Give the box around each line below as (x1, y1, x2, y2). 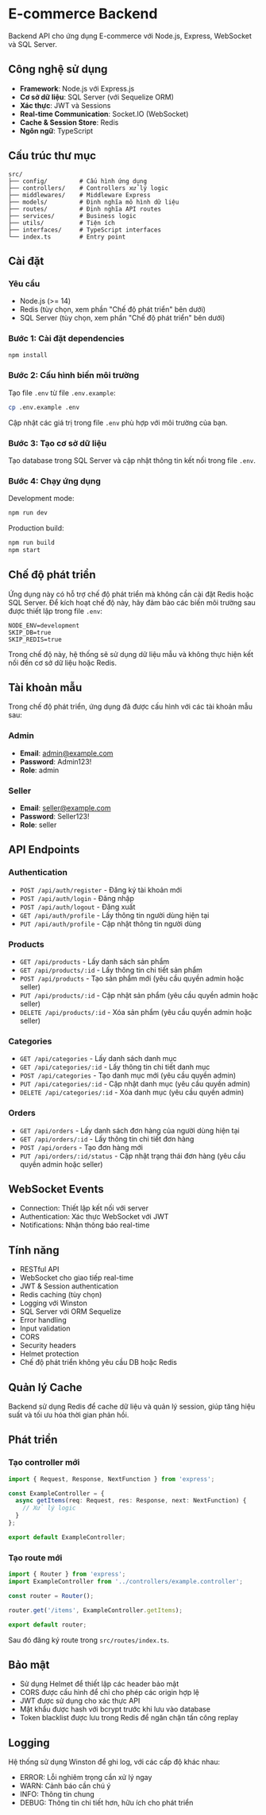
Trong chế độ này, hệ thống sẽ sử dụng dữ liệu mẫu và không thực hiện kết (8, 649, 254, 659)
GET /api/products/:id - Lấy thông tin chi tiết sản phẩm (19, 966, 202, 975)
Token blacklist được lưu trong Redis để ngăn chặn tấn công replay (19, 1713, 239, 1723)
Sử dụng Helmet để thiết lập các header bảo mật (19, 1679, 179, 1689)
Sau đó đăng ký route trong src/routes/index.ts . (8, 1635, 169, 1645)
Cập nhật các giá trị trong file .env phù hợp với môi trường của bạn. (8, 418, 228, 427)
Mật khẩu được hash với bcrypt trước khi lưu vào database (19, 1704, 210, 1714)
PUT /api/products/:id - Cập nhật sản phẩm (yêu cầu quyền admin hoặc (19, 991, 259, 1001)
